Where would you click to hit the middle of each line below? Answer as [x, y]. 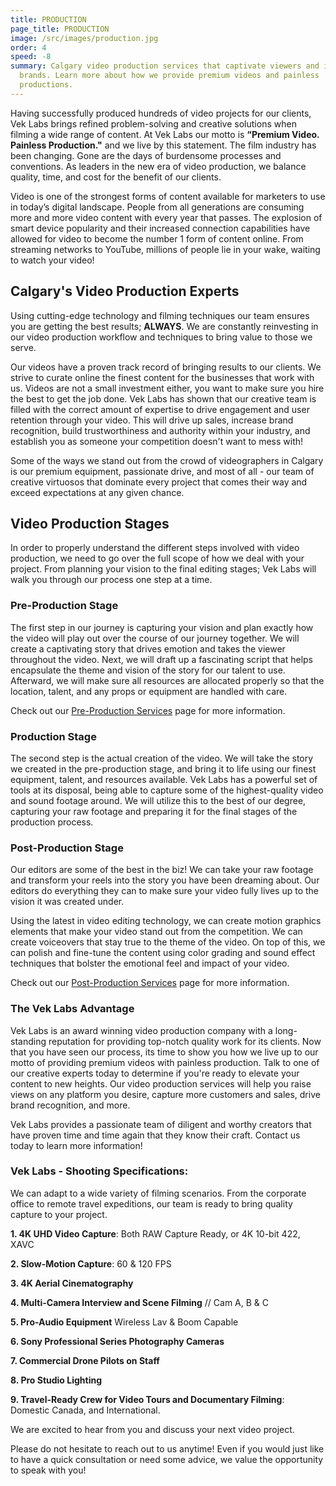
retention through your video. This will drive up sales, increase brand [152, 420]
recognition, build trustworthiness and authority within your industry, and [160, 430]
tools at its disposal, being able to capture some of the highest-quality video [167, 790]
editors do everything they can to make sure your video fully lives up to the [165, 891]
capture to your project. [59, 1214]
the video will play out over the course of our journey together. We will [155, 638]
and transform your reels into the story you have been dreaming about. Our [165, 880]
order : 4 [28, 47]
